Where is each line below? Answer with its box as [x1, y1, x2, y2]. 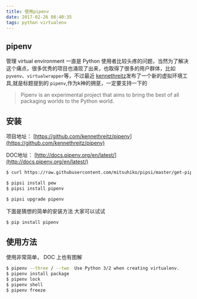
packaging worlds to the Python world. [20, 98, 114, 105]
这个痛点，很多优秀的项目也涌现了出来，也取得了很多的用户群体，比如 [6, 65, 176, 72]
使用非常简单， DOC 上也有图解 [6, 254, 82, 261]
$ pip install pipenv [6, 219, 59, 225]
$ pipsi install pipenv [6, 186, 64, 192]
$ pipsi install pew [6, 180, 57, 186]
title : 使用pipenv [6, 8, 49, 15]
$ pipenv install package [6, 271, 69, 277]
